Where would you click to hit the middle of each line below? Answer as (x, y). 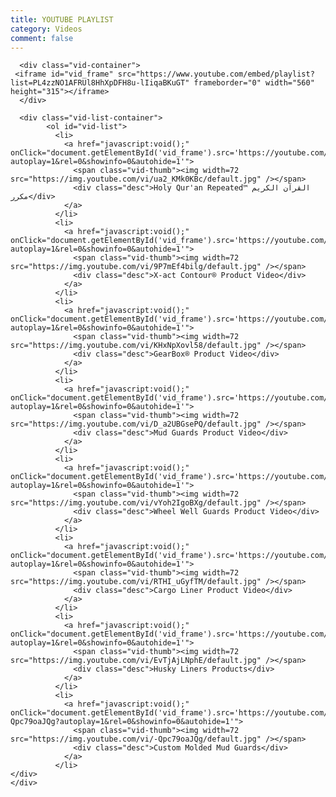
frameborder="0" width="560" (254, 83)
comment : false (42, 38)
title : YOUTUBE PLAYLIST (62, 19)
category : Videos (46, 29)
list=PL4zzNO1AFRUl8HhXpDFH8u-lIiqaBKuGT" (100, 83)
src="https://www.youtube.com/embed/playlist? (216, 74)
